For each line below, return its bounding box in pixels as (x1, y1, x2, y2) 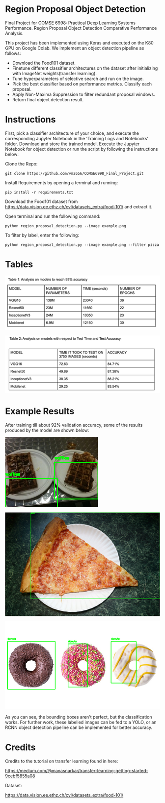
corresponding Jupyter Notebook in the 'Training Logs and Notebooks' (5, 135, 149, 141)
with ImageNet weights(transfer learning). (12, 70, 97, 76)
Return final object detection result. (12, 96, 84, 102)
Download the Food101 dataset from (5, 199, 78, 204)
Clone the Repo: (5, 161, 38, 166)
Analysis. (5, 30, 24, 36)
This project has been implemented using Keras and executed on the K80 (5, 40, 154, 45)
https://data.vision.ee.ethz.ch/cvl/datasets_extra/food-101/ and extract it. (5, 203, 153, 209)
